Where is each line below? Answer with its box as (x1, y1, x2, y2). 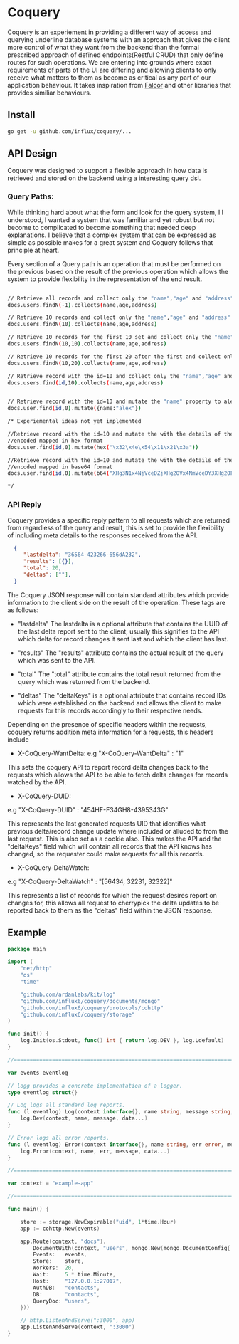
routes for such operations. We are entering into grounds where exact (7, 58, 212, 66)
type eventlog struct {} (7, 1088, 78, 1096)
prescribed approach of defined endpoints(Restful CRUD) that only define (7, 51, 224, 59)
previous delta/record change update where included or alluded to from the (7, 826, 229, 835)
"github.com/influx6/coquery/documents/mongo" (20, 997, 161, 1004)
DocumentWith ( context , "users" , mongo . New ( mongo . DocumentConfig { (33, 1244, 231, 1251)
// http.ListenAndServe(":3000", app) (20, 1317, 135, 1324)
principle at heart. (7, 246, 60, 254)
